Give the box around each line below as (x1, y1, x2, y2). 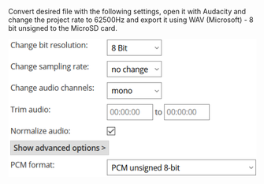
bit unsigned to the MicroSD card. (8, 24, 118, 32)
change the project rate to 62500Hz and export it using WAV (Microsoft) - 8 (8, 15, 254, 24)
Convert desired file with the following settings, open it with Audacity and (8, 7, 247, 16)
